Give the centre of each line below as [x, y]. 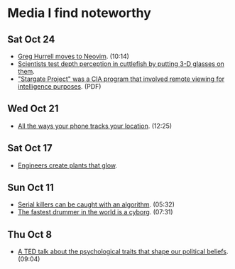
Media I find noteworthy [79, 13]
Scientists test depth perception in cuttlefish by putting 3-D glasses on [121, 64]
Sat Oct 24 [31, 39]
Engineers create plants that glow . [67, 165]
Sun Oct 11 [31, 188]
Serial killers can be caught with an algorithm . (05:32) [96, 204]
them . [26, 71]
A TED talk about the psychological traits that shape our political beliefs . [123, 252]
